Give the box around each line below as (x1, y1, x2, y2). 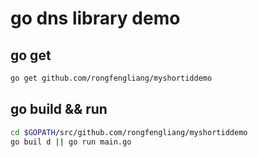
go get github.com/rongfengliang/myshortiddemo (10, 73, 213, 83)
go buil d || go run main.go (10, 137, 132, 147)
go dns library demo (10, 7, 181, 30)
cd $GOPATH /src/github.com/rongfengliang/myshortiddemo (10, 127, 248, 137)
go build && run (10, 101, 108, 118)
